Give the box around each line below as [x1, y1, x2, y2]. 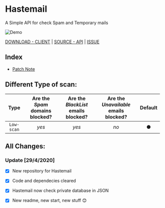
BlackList [65, 101, 88, 108]
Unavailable [101, 101, 131, 108]
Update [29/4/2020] [5, 156, 55, 163]
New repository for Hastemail [12, 168, 72, 174]
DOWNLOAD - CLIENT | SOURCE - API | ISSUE [5, 38, 100, 45]
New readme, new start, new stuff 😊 [12, 198, 87, 204]
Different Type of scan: [5, 80, 77, 89]
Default [139, 104, 158, 111]
